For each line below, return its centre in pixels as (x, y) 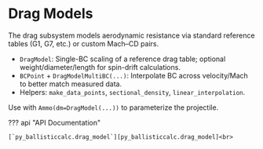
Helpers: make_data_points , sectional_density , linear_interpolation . (132, 92)
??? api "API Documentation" (55, 122)
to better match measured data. (71, 84)
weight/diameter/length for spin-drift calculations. (100, 67)
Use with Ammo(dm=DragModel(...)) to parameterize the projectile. (113, 107)
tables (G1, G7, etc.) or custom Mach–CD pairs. (84, 43)
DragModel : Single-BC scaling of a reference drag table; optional (122, 59)
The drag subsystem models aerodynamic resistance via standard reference (131, 35)
